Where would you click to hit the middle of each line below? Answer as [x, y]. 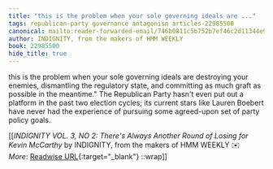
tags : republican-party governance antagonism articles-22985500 [121, 24]
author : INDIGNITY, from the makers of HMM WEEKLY [96, 39]
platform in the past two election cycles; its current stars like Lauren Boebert [136, 103]
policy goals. [30, 120]
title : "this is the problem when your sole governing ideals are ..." [132, 16]
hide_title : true [38, 54]
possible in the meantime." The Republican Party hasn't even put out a [126, 94]
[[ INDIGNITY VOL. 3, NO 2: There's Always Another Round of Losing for [129, 136]
